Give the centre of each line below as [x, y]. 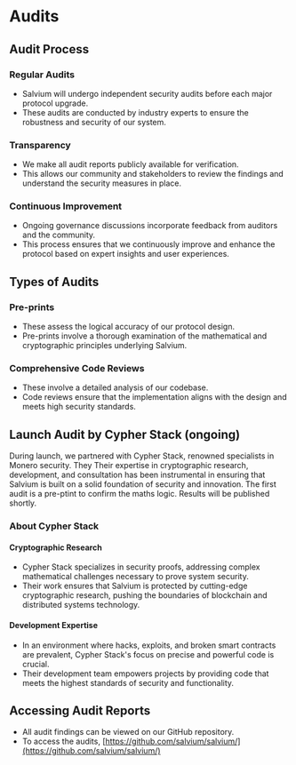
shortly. [23, 503]
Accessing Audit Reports [80, 710]
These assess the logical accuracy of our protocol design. [128, 327]
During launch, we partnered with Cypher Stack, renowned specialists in [142, 456]
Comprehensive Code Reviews [77, 369]
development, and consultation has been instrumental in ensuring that [137, 475]
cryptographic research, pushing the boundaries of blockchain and [145, 595]
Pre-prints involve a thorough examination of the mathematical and [144, 336]
